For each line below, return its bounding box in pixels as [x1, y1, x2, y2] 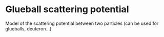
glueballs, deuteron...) [5, 25, 52, 31]
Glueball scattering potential [5, 4, 129, 15]
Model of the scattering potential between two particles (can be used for [5, 20, 159, 26]
